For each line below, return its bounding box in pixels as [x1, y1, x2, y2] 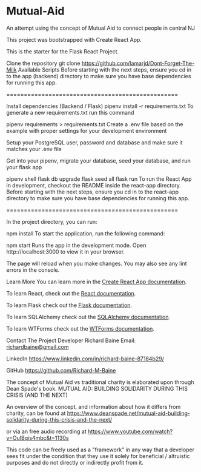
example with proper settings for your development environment [6, 127, 167, 134]
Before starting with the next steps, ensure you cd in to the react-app [6, 188, 179, 195]
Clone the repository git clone [6, 59, 81, 67]
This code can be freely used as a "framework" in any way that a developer [6, 446, 195, 453]
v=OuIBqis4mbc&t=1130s [6, 434, 69, 441]
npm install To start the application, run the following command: [6, 229, 165, 237]
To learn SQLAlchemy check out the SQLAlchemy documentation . [6, 313, 171, 320]
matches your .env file [6, 145, 62, 152]
